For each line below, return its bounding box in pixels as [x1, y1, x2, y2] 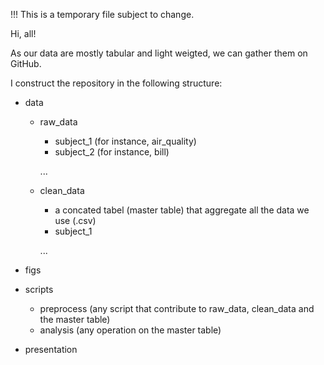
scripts [24, 284, 54, 295]
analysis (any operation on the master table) [39, 324, 222, 336]
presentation [24, 344, 78, 355]
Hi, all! [10, 28, 37, 39]
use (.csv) [54, 215, 97, 226]
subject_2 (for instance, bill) [54, 146, 170, 158]
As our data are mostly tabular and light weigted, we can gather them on [10, 47, 308, 59]
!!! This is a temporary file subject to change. [10, 9, 195, 20]
